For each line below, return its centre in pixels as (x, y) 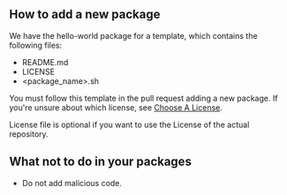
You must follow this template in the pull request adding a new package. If (143, 98)
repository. (29, 134)
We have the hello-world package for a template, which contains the (133, 35)
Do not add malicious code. (72, 183)
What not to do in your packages (101, 162)
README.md (45, 62)
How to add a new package (85, 15)
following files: (36, 45)
